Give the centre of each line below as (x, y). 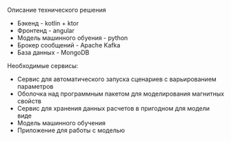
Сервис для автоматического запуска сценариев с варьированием (117, 79)
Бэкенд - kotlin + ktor (48, 23)
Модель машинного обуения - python (72, 38)
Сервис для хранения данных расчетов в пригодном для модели (113, 108)
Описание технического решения (57, 10)
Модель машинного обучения (61, 123)
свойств (29, 101)
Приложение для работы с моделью (71, 130)
